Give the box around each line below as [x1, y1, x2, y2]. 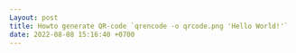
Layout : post [9, 13, 59, 22]
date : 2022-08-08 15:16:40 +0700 [9, 30, 135, 39]
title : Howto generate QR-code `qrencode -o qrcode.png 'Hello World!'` [9, 22, 289, 31]
